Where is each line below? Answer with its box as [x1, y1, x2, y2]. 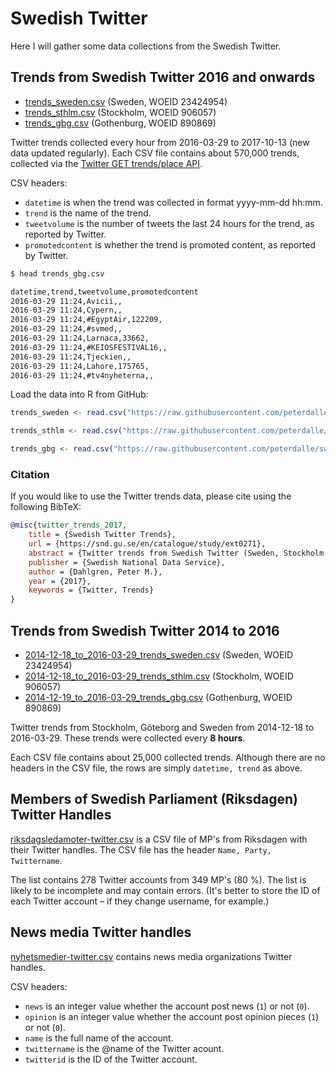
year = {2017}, [28, 576, 92, 586]
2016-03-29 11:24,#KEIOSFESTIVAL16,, [10, 342, 168, 352]
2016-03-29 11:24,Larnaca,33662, [10, 333, 150, 343]
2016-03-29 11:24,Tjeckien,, [10, 352, 132, 362]
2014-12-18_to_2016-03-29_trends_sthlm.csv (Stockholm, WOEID [24, 670, 294, 682]
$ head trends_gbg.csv [10, 268, 105, 279]
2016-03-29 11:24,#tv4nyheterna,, [10, 370, 155, 381]
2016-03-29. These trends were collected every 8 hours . [10, 732, 246, 744]
